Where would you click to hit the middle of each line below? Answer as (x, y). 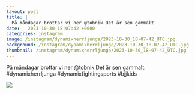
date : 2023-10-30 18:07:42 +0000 (51, 28)
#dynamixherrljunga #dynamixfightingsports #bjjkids (72, 73)
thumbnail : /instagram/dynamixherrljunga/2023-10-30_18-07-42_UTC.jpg (96, 51)
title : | (17, 17)
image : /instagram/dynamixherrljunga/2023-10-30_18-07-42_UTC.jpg (91, 39)
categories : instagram (34, 34)
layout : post (22, 12)
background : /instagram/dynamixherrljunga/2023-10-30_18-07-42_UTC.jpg (97, 45)
